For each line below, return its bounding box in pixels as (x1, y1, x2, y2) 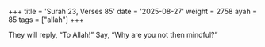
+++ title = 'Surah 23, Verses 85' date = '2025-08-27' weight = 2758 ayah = (8, 7, 258, 16)
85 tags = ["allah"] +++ (8, 15, 85, 24)
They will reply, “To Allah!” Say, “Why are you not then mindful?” (8, 31, 218, 39)
